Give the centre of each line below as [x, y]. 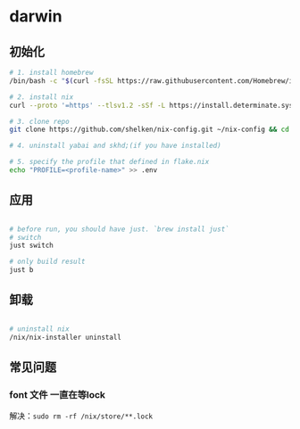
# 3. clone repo [39, 121]
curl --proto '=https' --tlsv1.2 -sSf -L [87, 105]
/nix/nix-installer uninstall [66, 337]
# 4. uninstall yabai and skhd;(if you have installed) [115, 146]
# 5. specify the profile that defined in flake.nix [109, 162]
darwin [36, 16]
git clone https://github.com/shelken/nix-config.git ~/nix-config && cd [150, 130]
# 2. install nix [42, 97]
